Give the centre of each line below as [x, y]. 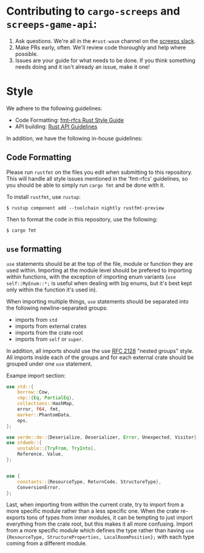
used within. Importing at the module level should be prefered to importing [99, 270]
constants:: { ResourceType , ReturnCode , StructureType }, [90, 482]
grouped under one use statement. [49, 364]
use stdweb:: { [24, 443]
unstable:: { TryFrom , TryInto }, [57, 448]
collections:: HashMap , [46, 404]
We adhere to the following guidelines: [54, 108]
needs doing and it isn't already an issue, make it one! [82, 67]
